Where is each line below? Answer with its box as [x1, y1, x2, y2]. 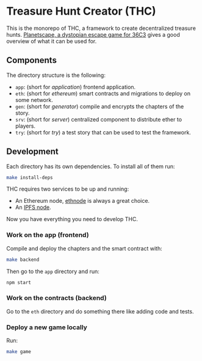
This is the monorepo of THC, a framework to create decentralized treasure [6, 24, 197, 32]
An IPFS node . [15, 203, 52, 211]
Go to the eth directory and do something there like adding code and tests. [6, 307, 194, 315]
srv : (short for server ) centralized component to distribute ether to [15, 115, 182, 123]
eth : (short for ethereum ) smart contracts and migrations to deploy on [15, 90, 191, 97]
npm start [6, 279, 32, 285]
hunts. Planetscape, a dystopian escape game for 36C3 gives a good [6, 31, 180, 38]
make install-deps [6, 174, 53, 181]
